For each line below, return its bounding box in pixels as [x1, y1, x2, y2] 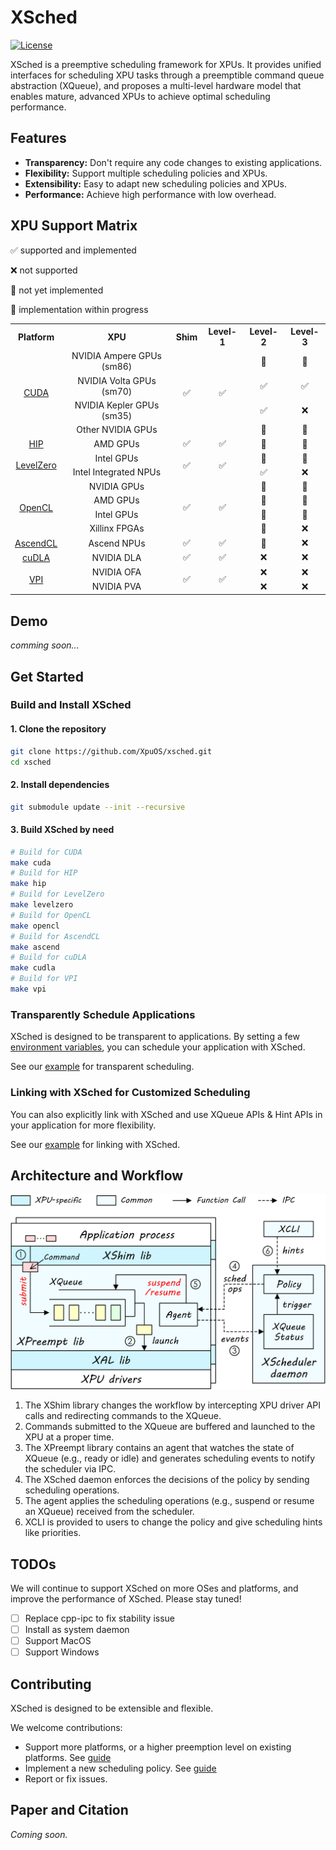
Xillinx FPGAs [89, 522, 145, 535]
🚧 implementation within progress [10, 303, 149, 315]
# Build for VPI [10, 974, 78, 984]
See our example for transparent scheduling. [10, 1061, 195, 1073]
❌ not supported [10, 264, 78, 276]
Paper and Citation [10, 1802, 129, 1819]
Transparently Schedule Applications [10, 1007, 196, 1021]
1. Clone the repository [10, 723, 107, 735]
